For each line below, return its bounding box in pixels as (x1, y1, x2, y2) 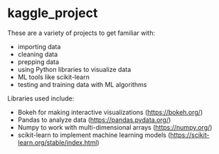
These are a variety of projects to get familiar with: (7, 29, 155, 37)
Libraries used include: (7, 94, 75, 103)
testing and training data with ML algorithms (17, 80, 147, 88)
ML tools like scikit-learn (17, 73, 90, 81)
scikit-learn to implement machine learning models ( (17, 130, 171, 139)
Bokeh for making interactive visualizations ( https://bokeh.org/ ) (17, 108, 203, 116)
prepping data (17, 57, 59, 66)
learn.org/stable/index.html (17, 138, 97, 147)
